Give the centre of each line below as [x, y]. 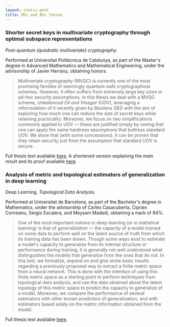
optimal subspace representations [49, 39]
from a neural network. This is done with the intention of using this [88, 272]
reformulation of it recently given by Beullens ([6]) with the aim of [87, 108]
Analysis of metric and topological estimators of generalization [85, 174]
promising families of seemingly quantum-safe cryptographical [84, 86]
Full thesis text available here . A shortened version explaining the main [79, 156]
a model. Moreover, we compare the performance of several [81, 293]
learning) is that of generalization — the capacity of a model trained [89, 228]
